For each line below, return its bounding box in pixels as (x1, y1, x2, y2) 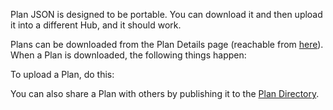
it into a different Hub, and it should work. (10, 19, 182, 31)
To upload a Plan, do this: (10, 69, 115, 80)
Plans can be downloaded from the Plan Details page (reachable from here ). (10, 39, 324, 50)
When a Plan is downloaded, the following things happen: (10, 49, 247, 61)
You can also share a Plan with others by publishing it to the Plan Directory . (10, 88, 320, 99)
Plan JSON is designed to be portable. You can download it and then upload (10, 9, 323, 20)
